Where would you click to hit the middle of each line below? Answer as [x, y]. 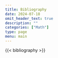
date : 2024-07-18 [23, 14]
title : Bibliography [26, 9]
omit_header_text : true [29, 18]
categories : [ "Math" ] [27, 28]
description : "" [21, 23]
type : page [16, 32]
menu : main [16, 37]
